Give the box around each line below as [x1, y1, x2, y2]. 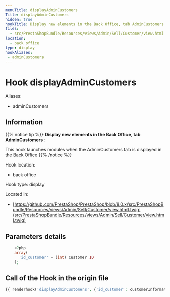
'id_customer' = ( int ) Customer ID [18, 255, 94, 260]
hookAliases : [5, 50, 33, 55]
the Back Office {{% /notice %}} [5, 152, 72, 158]
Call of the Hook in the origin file [5, 274, 109, 282]
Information [5, 118, 44, 126]
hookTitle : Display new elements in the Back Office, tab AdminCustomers [5, 21, 164, 27]
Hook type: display [5, 181, 45, 188]
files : [5, 26, 19, 31]
